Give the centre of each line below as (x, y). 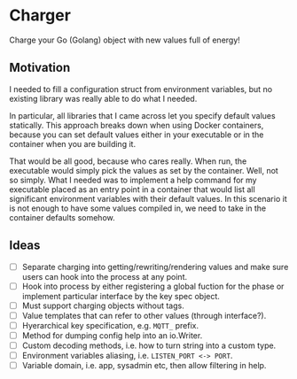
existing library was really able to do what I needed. (103, 98)
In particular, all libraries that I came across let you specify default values (143, 115)
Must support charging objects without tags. (103, 306)
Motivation (40, 68)
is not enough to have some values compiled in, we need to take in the (138, 208)
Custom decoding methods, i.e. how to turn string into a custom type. (149, 345)
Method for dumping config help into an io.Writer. (112, 335)
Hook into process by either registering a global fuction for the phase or (153, 286)
